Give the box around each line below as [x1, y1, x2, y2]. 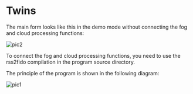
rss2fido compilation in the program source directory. [6, 58, 135, 65]
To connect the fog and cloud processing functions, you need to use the [6, 52, 181, 59]
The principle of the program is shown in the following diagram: [6, 69, 160, 76]
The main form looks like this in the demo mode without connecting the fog [6, 23, 188, 30]
